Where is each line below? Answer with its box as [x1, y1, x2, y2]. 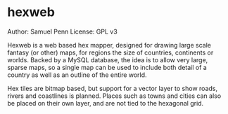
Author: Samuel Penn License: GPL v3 [7, 27, 118, 36]
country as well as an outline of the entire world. [7, 71, 147, 79]
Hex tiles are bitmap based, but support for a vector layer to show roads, [7, 84, 218, 92]
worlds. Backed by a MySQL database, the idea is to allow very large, [7, 55, 208, 64]
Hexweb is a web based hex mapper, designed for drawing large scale [7, 41, 211, 49]
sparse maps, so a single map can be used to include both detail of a [7, 63, 208, 71]
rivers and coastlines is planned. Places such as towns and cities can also [7, 92, 222, 100]
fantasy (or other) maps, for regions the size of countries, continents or [7, 48, 214, 57]
